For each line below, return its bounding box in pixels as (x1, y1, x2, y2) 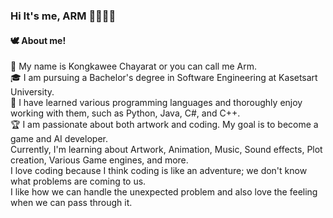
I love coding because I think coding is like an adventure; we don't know (10, 165, 308, 177)
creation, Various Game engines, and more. (10, 154, 189, 166)
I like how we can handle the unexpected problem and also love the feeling (10, 186, 318, 198)
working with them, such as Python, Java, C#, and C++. (10, 107, 241, 119)
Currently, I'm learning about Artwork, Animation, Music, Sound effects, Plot (10, 144, 323, 156)
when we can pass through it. (10, 197, 133, 209)
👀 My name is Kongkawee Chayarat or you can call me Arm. (10, 60, 257, 73)
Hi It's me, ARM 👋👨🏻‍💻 (10, 9, 117, 23)
